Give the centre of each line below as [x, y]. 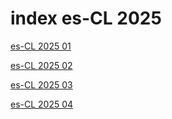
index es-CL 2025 [86, 18]
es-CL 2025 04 [42, 104]
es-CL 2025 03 [41, 84]
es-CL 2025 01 [41, 46]
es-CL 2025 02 [41, 65]
